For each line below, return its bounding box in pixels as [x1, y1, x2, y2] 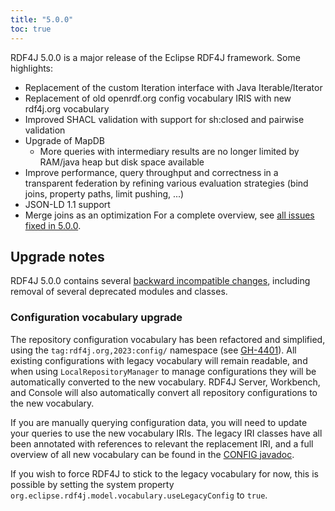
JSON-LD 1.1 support [24, 198, 111, 210]
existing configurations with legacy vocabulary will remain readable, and [10, 354, 308, 366]
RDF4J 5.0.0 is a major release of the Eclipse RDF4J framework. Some [10, 51, 301, 63]
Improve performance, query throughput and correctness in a [24, 166, 279, 178]
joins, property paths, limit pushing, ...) [24, 187, 185, 200]
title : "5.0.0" [10, 14, 74, 25]
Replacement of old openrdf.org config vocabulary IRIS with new [24, 92, 292, 104]
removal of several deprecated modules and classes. [10, 286, 228, 298]
